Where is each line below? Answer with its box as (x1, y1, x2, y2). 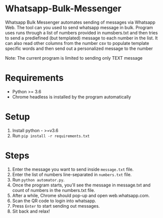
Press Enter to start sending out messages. (12, 203, 100, 209)
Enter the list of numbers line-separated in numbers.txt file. (12, 171, 132, 178)
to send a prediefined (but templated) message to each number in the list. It (5, 35, 158, 41)
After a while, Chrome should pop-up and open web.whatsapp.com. (12, 192, 150, 198)
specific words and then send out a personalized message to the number (5, 45, 153, 51)
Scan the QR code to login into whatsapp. (12, 198, 97, 204)
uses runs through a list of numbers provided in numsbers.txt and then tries (5, 30, 158, 36)
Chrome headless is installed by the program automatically (12, 94, 131, 100)
